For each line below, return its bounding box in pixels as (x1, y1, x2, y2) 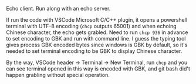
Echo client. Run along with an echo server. (6, 5, 111, 12)
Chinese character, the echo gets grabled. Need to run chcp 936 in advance (6, 29, 189, 36)
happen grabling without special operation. (6, 72, 110, 78)
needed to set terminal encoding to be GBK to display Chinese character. (6, 48, 183, 55)
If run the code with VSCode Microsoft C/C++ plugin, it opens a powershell (6, 16, 188, 23)
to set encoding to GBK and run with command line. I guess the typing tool (6, 35, 186, 42)
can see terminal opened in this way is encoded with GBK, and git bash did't (6, 65, 191, 72)
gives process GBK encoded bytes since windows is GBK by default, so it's (6, 41, 188, 48)
